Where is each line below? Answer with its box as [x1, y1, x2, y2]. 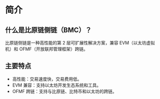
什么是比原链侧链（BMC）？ [5, 26, 92, 34]
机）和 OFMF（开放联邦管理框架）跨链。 [5, 46, 88, 52]
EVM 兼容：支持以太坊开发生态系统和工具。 [12, 82, 101, 88]
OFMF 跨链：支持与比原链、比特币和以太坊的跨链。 [12, 88, 117, 94]
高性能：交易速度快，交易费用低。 [12, 76, 82, 82]
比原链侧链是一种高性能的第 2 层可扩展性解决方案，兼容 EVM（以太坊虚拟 [5, 40, 156, 46]
